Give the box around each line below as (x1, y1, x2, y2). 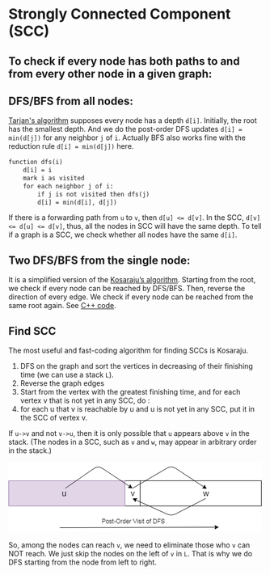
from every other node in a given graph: (8, 66, 213, 81)
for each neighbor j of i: (23, 183, 114, 191)
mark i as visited (23, 175, 85, 183)
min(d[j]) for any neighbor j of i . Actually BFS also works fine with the (8, 133, 247, 142)
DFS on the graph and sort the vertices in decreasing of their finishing (19, 361, 253, 371)
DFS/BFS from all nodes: (8, 94, 133, 108)
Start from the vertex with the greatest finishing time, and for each (19, 387, 241, 397)
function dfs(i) (8, 159, 63, 167)
